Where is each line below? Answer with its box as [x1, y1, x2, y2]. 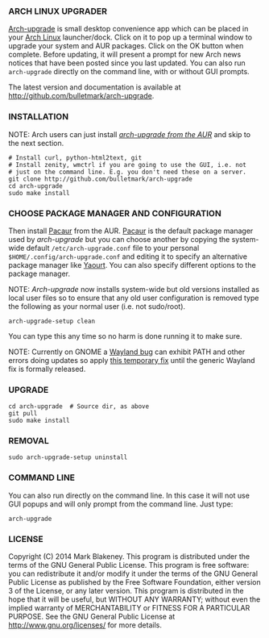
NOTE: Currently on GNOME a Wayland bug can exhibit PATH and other [8, 347, 246, 357]
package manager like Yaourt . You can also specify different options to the [8, 260, 256, 269]
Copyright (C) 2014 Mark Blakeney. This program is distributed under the [8, 552, 250, 561]
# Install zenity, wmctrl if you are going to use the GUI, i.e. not [8, 161, 247, 169]
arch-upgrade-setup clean [8, 317, 95, 325]
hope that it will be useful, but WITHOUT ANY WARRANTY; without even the [8, 594, 261, 604]
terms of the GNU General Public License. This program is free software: [8, 561, 250, 570]
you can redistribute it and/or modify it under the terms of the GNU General [8, 569, 259, 578]
